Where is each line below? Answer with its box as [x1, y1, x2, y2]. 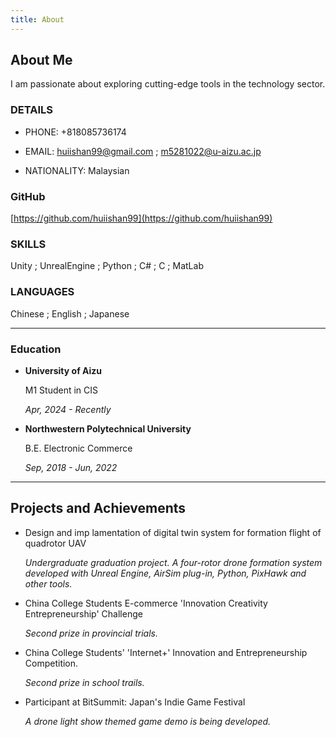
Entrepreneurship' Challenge [24, 607, 143, 620]
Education [10, 342, 62, 356]
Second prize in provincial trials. [24, 627, 158, 639]
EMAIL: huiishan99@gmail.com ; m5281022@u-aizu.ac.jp [24, 145, 262, 157]
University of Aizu [24, 364, 103, 376]
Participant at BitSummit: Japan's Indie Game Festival [24, 696, 246, 708]
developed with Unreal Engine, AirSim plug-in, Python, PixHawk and [24, 567, 307, 579]
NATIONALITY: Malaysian [24, 164, 130, 176]
